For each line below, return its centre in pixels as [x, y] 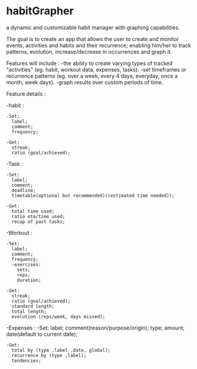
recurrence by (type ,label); [49, 355]
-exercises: [27, 264]
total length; [29, 311]
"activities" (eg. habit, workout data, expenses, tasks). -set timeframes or [96, 69]
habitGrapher [40, 11]
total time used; [33, 211]
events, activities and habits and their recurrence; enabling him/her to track [99, 45]
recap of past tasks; [39, 222]
